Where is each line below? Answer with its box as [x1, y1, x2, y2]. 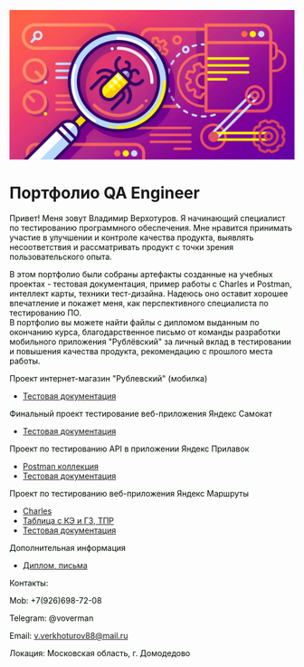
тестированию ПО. [9, 307, 81, 318]
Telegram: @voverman [9, 613, 94, 623]
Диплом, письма [22, 560, 88, 571]
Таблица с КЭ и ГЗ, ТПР [22, 516, 115, 527]
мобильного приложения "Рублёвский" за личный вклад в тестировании [9, 336, 292, 347]
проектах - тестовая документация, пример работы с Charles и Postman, [9, 278, 292, 290]
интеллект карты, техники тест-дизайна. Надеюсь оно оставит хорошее [9, 288, 289, 299]
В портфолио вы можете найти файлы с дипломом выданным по [9, 317, 260, 328]
